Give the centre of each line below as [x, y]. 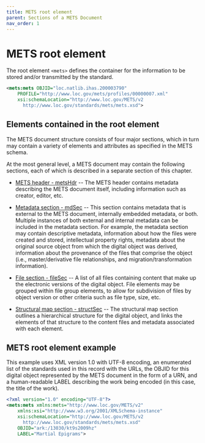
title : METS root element [39, 12]
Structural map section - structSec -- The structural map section [97, 309]
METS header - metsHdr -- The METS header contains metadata [97, 182]
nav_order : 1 [23, 23]
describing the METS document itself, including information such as [101, 189]
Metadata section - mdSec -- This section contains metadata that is [101, 207]
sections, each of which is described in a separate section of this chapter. [99, 170]
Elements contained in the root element [83, 125]
